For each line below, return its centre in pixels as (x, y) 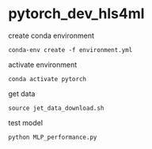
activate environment (43, 65)
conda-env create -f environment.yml (70, 50)
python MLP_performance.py (53, 137)
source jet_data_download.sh (56, 108)
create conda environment (51, 35)
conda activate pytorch (47, 79)
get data (22, 93)
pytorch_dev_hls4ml (76, 14)
